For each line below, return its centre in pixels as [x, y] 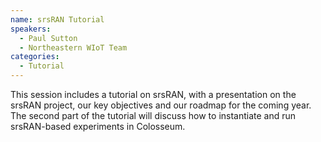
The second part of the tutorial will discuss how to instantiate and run [153, 115]
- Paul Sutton [48, 38]
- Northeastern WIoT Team [73, 47]
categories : [35, 57]
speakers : [31, 29]
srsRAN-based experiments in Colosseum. [98, 126]
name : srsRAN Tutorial [57, 19]
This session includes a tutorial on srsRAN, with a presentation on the [153, 94]
